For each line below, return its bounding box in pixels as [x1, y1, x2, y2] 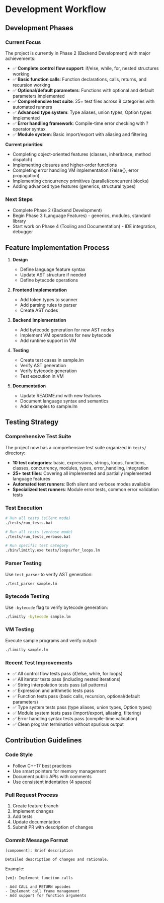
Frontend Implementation [12, 287, 67, 293]
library [12, 218, 26, 224]
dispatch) [12, 156, 33, 162]
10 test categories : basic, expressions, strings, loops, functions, [12, 459, 146, 465]
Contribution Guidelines [5, 736, 82, 745]
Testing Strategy [5, 418, 59, 427]
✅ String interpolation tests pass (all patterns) [12, 682, 108, 688]
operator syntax [12, 126, 46, 132]
